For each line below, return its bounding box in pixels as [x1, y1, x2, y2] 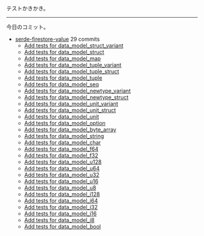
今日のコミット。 [6, 23, 49, 30]
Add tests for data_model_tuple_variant [24, 61, 121, 68]
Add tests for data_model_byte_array [24, 126, 117, 133]
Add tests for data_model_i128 [24, 190, 100, 198]
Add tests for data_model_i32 [24, 204, 98, 210]
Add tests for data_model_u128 [24, 158, 102, 165]
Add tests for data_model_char [24, 139, 101, 146]
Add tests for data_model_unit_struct [24, 106, 117, 114]
